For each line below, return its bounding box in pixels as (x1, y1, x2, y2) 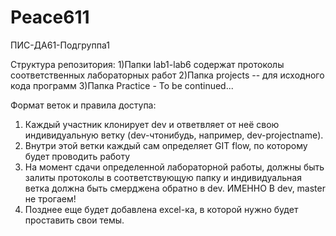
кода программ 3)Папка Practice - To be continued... (10, 79, 234, 91)
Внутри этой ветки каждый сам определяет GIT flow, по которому (24, 139, 308, 151)
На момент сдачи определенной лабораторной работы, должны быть (24, 161, 325, 173)
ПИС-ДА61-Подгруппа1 (10, 39, 110, 51)
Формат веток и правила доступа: (10, 99, 157, 111)
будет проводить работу (24, 150, 131, 162)
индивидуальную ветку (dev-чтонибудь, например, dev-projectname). (24, 129, 324, 141)
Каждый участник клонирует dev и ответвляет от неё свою (24, 118, 280, 130)
